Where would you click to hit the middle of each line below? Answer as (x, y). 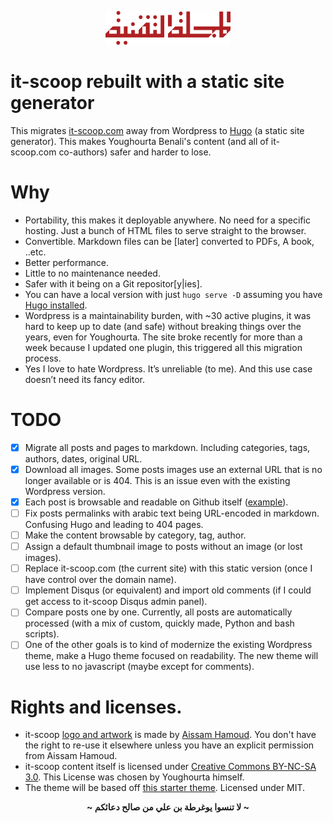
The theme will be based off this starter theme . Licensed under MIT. (165, 788)
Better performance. (66, 262)
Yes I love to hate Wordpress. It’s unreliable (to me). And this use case (168, 368)
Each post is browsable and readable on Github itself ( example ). (156, 502)
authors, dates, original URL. (83, 458)
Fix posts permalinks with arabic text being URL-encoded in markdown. (172, 513)
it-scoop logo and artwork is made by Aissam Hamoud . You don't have (170, 735)
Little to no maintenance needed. (92, 273)
